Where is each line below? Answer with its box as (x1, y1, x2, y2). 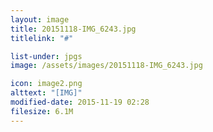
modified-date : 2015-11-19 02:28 (10, 97, 150, 107)
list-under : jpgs (10, 51, 83, 61)
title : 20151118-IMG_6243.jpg (10, 24, 137, 34)
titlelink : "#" (10, 33, 74, 43)
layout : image (10, 14, 70, 25)
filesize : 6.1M (10, 106, 74, 116)
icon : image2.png (10, 79, 83, 89)
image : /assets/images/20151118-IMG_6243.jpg (10, 61, 203, 71)
